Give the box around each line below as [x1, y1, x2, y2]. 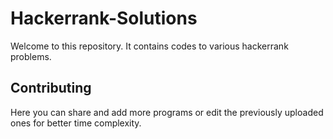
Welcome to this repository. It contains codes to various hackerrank [10, 40, 289, 52]
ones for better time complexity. [10, 117, 142, 129]
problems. [10, 50, 52, 62]
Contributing [10, 80, 92, 97]
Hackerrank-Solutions [10, 7, 198, 30]
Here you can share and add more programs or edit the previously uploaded [10, 106, 324, 118]
